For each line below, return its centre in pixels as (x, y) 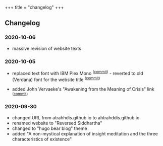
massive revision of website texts (47, 48)
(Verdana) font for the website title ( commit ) (56, 79)
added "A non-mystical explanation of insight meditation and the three (85, 133)
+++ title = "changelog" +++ (34, 7)
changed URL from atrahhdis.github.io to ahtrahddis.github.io (76, 117)
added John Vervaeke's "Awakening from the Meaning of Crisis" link (83, 89)
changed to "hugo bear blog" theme (50, 128)
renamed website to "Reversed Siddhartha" (57, 123)
